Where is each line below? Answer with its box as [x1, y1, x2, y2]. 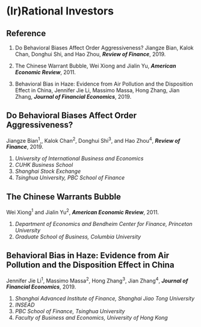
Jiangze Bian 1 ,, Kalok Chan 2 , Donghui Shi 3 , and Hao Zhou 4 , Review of [6, 135, 181, 144]
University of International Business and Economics [14, 155, 144, 162]
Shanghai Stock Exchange [14, 167, 81, 175]
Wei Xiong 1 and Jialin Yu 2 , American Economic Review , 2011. [6, 208, 159, 216]
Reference [6, 28, 46, 39]
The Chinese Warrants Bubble [6, 192, 122, 202]
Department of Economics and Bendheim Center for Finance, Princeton [14, 220, 193, 227]
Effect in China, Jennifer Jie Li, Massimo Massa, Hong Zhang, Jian [14, 87, 180, 94]
